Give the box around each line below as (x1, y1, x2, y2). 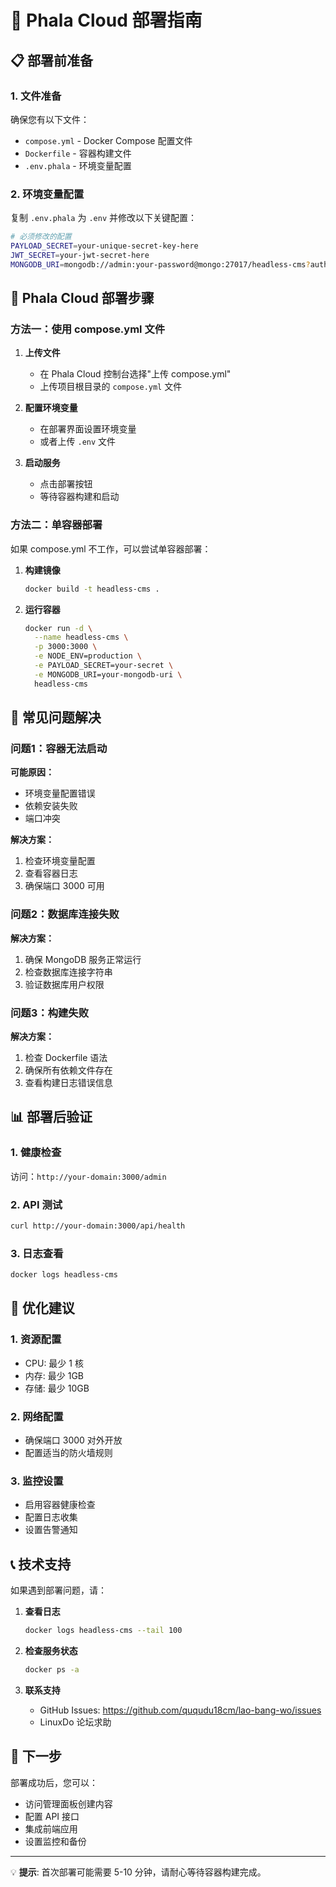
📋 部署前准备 (10, 52, 94, 69)
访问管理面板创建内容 (24, 1797, 113, 1810)
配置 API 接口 (24, 1810, 80, 1822)
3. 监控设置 (10, 1474, 64, 1488)
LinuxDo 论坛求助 (39, 1716, 112, 1728)
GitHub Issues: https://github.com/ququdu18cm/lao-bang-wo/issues (39, 1704, 322, 1716)
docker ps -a (24, 1664, 80, 1675)
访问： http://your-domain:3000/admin (10, 1170, 167, 1182)
